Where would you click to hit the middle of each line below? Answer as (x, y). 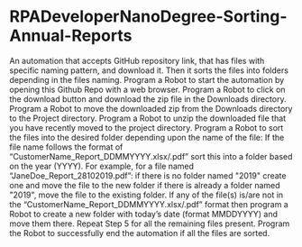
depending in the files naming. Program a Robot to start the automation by (147, 79)
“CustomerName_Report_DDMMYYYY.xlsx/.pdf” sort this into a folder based (151, 156)
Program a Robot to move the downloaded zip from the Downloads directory (151, 108)
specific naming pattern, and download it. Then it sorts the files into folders (149, 70)
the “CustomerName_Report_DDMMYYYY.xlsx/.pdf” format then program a (149, 204)
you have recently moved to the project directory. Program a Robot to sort (146, 127)
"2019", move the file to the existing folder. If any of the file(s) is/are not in (146, 195)
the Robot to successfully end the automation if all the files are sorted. (140, 233)
